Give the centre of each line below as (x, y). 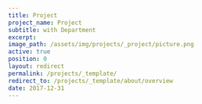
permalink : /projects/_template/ (63, 74)
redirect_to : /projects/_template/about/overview (91, 81)
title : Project (33, 15)
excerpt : (22, 37)
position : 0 (27, 59)
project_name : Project (45, 23)
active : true (29, 52)
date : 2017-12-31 (36, 88)
